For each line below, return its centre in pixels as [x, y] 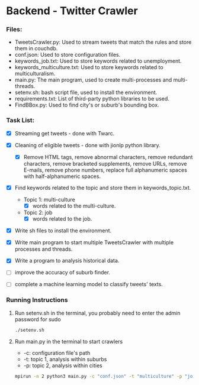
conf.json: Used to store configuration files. [68, 55]
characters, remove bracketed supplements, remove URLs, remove [105, 163]
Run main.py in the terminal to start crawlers [69, 341]
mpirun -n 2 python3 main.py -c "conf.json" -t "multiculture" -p [98, 376]
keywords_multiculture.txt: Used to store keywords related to [89, 67]
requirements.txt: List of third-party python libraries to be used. [92, 99]
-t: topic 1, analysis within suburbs [65, 359]
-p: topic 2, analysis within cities [63, 365]
